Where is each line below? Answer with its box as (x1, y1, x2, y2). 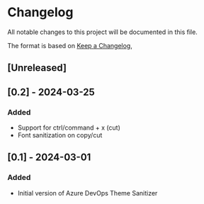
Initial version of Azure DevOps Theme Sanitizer (17, 188, 158, 197)
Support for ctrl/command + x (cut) (17, 123, 120, 132)
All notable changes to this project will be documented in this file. (7, 28, 198, 36)
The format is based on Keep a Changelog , (7, 41, 132, 50)
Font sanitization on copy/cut (17, 131, 103, 140)
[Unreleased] (7, 62, 67, 74)
